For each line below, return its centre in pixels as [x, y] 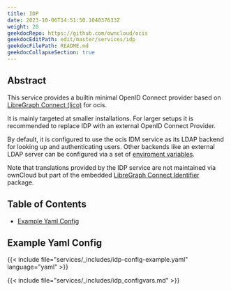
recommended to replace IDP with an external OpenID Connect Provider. [112, 125]
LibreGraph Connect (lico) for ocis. [57, 104]
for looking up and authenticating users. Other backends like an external [111, 146]
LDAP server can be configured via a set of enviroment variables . [101, 154]
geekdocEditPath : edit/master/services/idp [72, 40]
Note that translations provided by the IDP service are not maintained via [112, 167]
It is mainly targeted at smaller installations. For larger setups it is [100, 118]
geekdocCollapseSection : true [51, 53]
